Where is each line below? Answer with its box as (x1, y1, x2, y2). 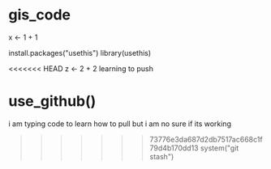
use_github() (8, 92, 97, 111)
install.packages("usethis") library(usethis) (8, 48, 152, 57)
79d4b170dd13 (149, 143, 199, 153)
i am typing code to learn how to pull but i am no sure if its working (8, 119, 231, 129)
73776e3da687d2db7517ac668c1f (149, 134, 263, 144)
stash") (149, 151, 174, 161)
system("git (200, 143, 239, 153)
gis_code (8, 6, 71, 24)
